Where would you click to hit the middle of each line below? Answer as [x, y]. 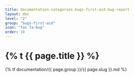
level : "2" [16, 18]
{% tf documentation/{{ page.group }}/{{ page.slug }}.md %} [66, 69]
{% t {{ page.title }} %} [52, 56]
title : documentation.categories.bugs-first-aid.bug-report [67, 9]
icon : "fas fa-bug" [25, 28]
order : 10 [15, 32]
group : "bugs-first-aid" [30, 23]
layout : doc [17, 14]
